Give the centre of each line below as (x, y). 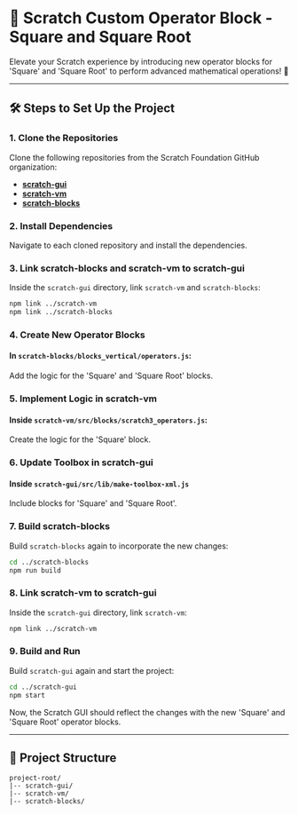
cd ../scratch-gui (43, 687)
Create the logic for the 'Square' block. (80, 439)
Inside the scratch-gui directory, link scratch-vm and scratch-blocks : (135, 288)
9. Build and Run (45, 652)
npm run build (35, 570)
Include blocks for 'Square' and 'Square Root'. (93, 503)
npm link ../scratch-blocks (61, 312)
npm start (27, 695)
